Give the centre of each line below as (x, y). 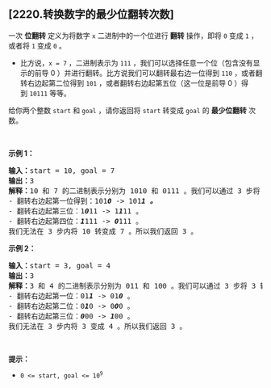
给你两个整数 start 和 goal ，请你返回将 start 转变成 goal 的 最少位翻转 (128, 110)
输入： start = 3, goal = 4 (60, 266)
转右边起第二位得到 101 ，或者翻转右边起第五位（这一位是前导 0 (126, 82)
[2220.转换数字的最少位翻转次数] (92, 15)
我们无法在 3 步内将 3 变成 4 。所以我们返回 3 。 (98, 326)
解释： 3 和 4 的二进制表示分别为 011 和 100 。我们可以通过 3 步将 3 (132, 286)
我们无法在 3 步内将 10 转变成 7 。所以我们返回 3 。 (103, 231)
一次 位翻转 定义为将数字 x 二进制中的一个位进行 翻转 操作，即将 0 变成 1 (129, 36)
